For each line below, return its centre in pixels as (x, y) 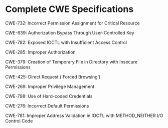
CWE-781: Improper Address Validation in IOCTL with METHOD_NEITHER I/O (84, 115)
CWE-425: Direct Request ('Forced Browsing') (53, 76)
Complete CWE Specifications (69, 9)
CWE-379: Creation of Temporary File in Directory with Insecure (71, 61)
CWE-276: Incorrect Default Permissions (47, 105)
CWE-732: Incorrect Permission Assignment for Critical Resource (72, 23)
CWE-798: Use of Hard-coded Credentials (49, 96)
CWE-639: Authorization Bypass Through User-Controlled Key (70, 32)
